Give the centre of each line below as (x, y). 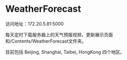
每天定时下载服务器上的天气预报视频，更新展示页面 (59, 34)
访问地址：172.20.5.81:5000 (35, 24)
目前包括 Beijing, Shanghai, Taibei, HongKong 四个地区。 (65, 52)
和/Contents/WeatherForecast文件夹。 (46, 41)
